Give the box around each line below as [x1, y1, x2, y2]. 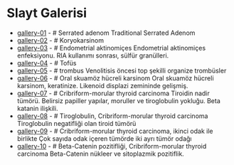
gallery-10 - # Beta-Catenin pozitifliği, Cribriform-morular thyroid [16, 142, 207, 150]
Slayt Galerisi [6, 5, 87, 21]
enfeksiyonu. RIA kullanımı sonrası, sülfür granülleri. [16, 51, 169, 60]
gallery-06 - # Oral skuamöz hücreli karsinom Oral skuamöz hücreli [16, 73, 214, 82]
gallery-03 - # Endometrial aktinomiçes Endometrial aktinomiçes [16, 43, 206, 52]
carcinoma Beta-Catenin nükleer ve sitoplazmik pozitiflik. [16, 149, 184, 158]
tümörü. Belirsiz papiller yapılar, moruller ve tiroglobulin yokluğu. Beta [16, 96, 221, 105]
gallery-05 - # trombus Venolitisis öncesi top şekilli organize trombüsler [16, 66, 227, 75]
